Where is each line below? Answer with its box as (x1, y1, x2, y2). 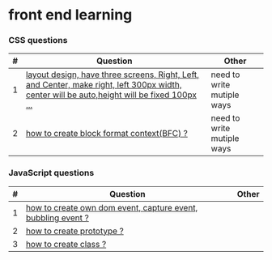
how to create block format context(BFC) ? (25, 128, 189, 139)
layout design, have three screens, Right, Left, (25, 69, 200, 80)
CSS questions (8, 35, 68, 46)
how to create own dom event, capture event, (25, 202, 198, 213)
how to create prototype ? (25, 225, 124, 237)
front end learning (8, 6, 133, 24)
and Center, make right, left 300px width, (25, 79, 182, 91)
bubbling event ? (25, 212, 89, 224)
